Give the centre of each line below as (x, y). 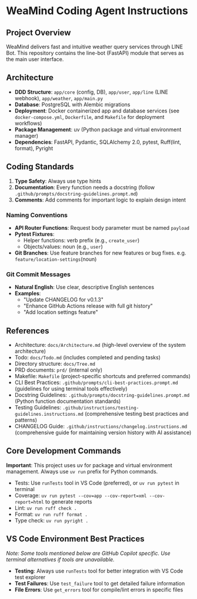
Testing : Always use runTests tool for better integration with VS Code (99, 571)
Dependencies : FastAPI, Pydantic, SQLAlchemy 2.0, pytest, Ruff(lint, (98, 142)
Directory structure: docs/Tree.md (55, 364)
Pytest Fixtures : (34, 234)
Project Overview (39, 33)
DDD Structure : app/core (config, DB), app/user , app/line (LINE (91, 92)
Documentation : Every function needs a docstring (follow (85, 187)
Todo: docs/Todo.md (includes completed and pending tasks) (87, 358)
